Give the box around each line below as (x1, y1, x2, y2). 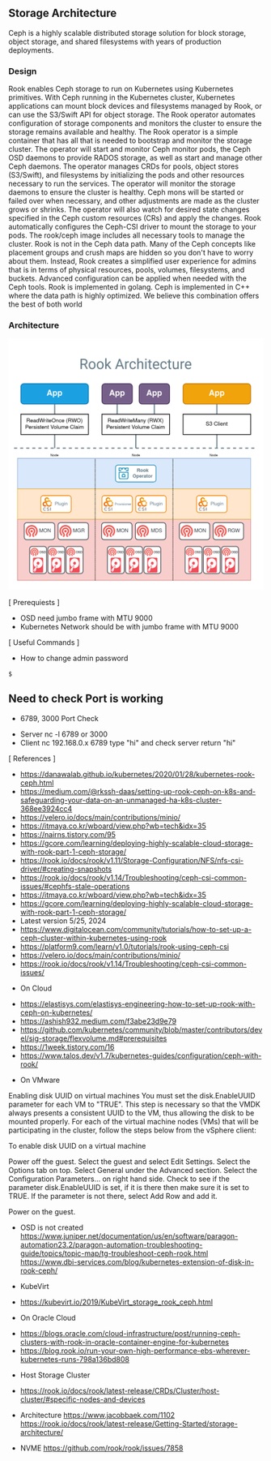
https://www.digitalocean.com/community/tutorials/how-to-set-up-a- (19, 924, 252, 934)
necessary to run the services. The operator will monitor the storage (8, 178, 236, 189)
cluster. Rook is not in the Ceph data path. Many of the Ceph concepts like (8, 239, 256, 249)
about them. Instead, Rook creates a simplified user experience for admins (8, 256, 256, 266)
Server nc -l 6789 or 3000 (19, 729, 108, 739)
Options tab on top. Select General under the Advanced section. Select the (8, 1165, 257, 1175)
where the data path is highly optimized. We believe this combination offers (8, 291, 260, 301)
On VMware (19, 1075, 61, 1085)
